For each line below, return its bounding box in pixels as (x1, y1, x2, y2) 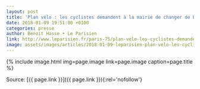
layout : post (6, 8, 39, 15)
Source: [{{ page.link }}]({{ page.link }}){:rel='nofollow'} (6, 75, 143, 83)
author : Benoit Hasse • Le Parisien (6, 31, 97, 37)
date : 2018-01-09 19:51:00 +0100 (6, 20, 89, 26)
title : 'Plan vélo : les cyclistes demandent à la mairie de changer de (6, 14, 190, 20)
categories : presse (6, 25, 55, 31)
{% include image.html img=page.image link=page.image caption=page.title (6, 58, 193, 65)
